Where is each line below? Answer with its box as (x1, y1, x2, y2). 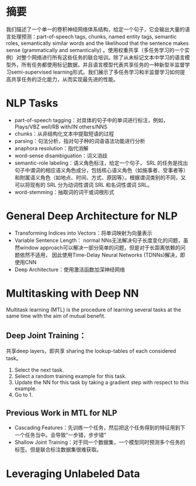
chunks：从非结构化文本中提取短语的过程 (14, 130, 114, 137)
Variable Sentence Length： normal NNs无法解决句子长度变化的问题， (14, 237, 184, 244)
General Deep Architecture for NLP (6, 210, 178, 223)
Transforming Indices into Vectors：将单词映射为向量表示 (14, 229, 153, 237)
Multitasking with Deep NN (6, 287, 139, 300)
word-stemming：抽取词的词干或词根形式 (14, 188, 115, 196)
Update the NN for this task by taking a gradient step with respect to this (14, 379, 189, 386)
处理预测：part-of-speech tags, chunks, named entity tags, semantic (10, 33, 177, 40)
